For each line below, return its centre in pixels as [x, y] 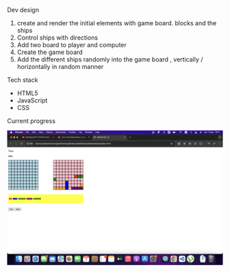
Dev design [23, 10]
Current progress [31, 121]
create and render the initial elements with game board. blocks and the [117, 23]
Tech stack [23, 80]
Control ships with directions [57, 38]
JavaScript [32, 100]
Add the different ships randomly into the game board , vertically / [110, 59]
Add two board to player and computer [72, 45]
